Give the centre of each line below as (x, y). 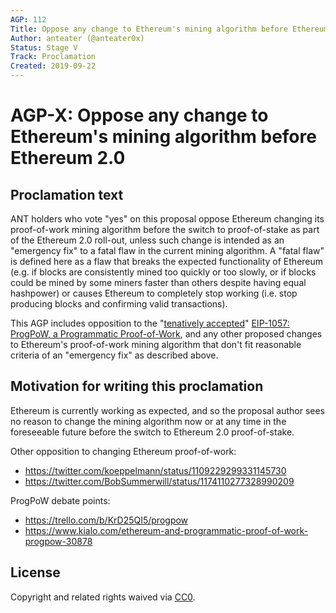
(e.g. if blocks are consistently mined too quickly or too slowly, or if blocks (163, 272)
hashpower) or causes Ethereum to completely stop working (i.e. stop (154, 293)
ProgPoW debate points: (60, 500)
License (35, 572)
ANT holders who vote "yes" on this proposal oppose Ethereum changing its (167, 219)
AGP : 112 (28, 19)
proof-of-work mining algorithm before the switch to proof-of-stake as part (165, 229)
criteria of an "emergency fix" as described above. (114, 355)
